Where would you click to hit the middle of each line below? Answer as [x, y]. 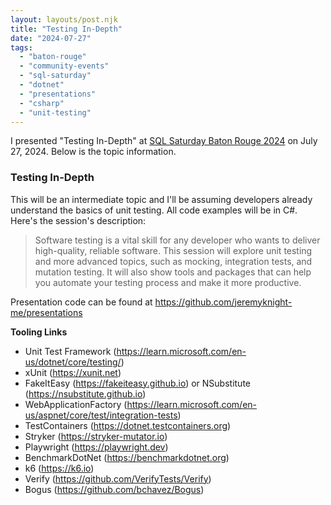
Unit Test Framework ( [70, 351]
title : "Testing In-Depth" [66, 29]
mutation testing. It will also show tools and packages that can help [173, 272]
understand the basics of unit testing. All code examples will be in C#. [154, 210]
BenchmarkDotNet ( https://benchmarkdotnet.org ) [127, 457]
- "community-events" [64, 66]
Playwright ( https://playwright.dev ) [96, 447]
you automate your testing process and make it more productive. [168, 282]
